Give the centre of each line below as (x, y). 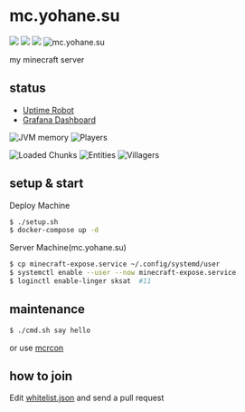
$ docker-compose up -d (54, 231)
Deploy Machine (40, 205)
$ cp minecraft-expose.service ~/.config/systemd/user (115, 264)
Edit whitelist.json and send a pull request (87, 398)
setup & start (47, 184)
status (28, 88)
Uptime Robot (48, 110)
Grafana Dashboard (59, 120)
